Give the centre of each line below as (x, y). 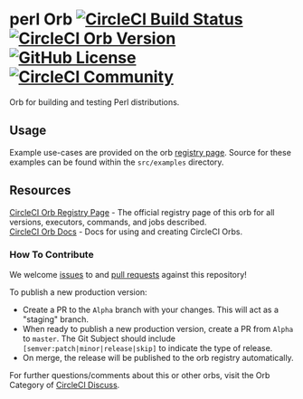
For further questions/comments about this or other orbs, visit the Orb (140, 375)
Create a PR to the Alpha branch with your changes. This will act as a (150, 309)
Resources (40, 190)
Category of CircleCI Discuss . (65, 385)
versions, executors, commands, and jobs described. (108, 222)
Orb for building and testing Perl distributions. (95, 102)
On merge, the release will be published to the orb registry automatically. (158, 357)
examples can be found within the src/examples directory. (117, 162)
